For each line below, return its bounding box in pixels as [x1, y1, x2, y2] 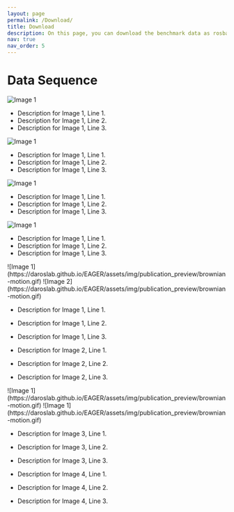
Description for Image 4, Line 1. [17, 470, 107, 478]
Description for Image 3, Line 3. [17, 456, 108, 465]
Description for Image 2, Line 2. [17, 359, 109, 367]
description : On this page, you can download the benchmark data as [7, 29, 210, 37]
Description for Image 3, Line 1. [17, 429, 107, 438]
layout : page [7, 10, 45, 17]
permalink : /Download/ [7, 17, 73, 24]
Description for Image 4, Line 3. [17, 497, 108, 505]
